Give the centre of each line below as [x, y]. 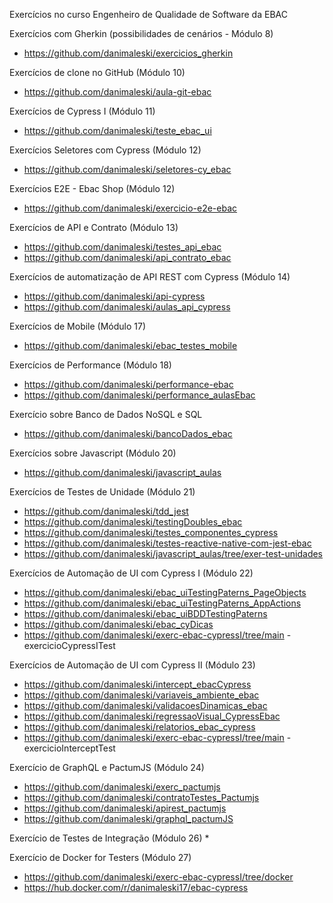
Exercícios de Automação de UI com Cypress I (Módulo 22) [131, 573]
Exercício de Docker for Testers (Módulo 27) [100, 857]
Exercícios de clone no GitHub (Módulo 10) [97, 72]
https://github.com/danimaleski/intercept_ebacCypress [137, 684]
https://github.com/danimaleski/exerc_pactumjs [122, 787]
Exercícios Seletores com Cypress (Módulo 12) [105, 150]
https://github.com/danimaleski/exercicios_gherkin [128, 53]
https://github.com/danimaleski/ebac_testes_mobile [130, 345]
